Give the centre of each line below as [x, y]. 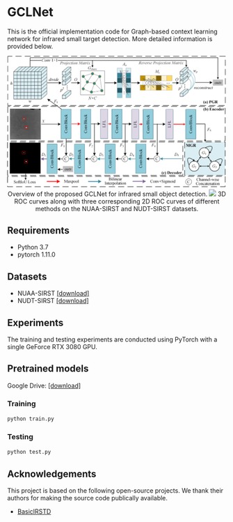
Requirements [38, 231]
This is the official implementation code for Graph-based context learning [112, 31]
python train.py [31, 419]
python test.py [29, 452]
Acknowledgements [52, 474]
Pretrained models [48, 369]
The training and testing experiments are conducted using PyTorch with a [112, 339]
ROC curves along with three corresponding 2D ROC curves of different [117, 201]
